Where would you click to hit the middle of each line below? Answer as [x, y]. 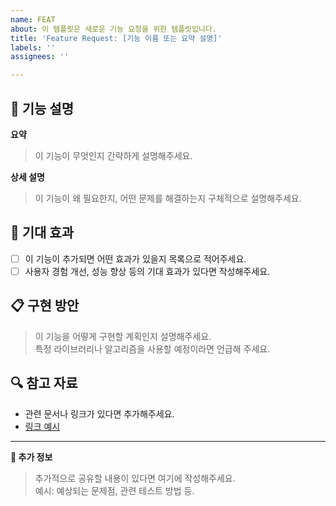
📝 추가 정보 [31, 457]
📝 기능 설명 [42, 108]
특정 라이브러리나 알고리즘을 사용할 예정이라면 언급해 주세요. [152, 348]
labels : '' [33, 47]
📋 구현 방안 [45, 306]
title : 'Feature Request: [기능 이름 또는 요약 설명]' [116, 38]
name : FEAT [33, 19]
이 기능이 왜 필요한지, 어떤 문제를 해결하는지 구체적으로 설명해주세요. [168, 198]
